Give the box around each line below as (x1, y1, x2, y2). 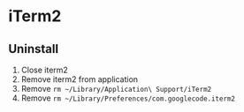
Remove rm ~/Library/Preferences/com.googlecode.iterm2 (20, 93, 236, 103)
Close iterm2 (20, 64, 68, 75)
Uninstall (8, 41, 59, 56)
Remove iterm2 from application (20, 74, 139, 85)
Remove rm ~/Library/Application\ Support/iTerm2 (20, 84, 212, 93)
